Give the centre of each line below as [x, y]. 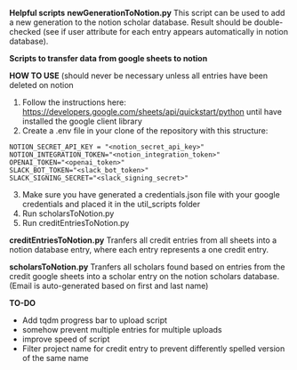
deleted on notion [41, 85]
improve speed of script [66, 339]
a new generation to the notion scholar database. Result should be [131, 22]
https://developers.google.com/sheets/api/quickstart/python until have [152, 112]
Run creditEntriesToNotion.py [76, 223]
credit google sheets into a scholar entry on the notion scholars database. [144, 276]
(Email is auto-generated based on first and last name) [109, 286]
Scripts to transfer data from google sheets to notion [108, 58]
